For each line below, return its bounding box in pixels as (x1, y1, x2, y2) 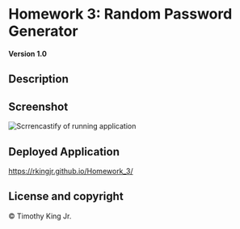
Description (8, 72, 69, 86)
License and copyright (8, 189, 124, 203)
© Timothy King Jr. (8, 211, 72, 221)
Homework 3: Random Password (8, 5, 233, 23)
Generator (8, 22, 78, 40)
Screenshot (8, 100, 69, 113)
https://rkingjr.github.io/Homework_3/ (8, 166, 133, 176)
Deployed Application (8, 145, 120, 159)
